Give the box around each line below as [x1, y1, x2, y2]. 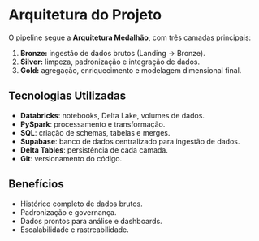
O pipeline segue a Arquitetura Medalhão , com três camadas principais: [8, 32, 252, 42]
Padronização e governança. [19, 207, 117, 217]
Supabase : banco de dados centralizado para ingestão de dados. [19, 136, 240, 146]
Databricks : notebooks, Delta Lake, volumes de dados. [19, 110, 205, 120]
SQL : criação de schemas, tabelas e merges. [19, 127, 171, 137]
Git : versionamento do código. [19, 153, 123, 163]
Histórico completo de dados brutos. [19, 199, 144, 209]
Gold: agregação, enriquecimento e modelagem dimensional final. [19, 65, 242, 75]
